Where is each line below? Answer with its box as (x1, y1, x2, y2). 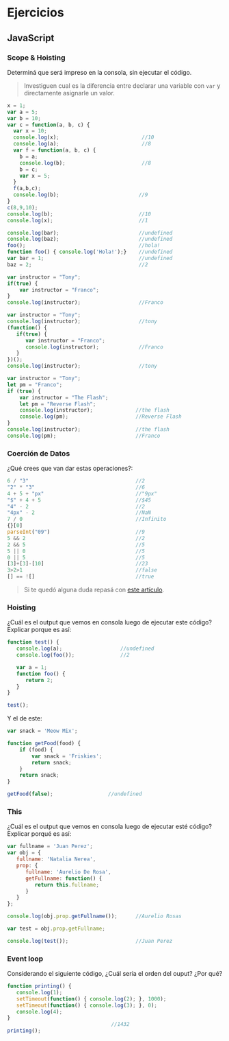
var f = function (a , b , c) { (13, 147, 96, 154)
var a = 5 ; (7, 108, 38, 115)
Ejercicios (7, 5, 64, 21)
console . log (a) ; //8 (13, 141, 152, 148)
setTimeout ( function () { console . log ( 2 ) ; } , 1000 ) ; (16, 995, 167, 1003)
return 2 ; (25, 677, 53, 683)
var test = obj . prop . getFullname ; (7, 925, 106, 933)
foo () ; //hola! (7, 242, 161, 249)
